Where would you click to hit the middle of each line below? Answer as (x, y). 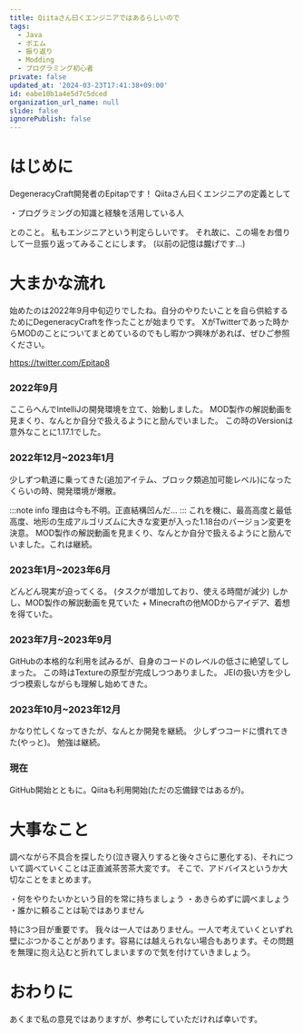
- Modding (36, 60)
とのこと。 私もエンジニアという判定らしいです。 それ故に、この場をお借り (150, 232)
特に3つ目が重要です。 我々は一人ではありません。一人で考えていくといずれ (151, 929)
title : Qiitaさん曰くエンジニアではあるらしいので (94, 18)
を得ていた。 (33, 614)
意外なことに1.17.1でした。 (58, 432)
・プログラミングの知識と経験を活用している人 (97, 213)
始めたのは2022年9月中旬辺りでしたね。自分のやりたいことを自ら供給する (149, 310)
